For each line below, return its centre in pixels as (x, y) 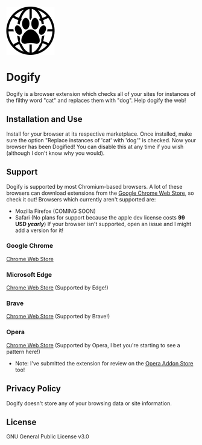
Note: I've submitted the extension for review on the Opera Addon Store (104, 363)
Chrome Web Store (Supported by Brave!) (58, 317)
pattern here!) (24, 352)
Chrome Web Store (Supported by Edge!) (57, 288)
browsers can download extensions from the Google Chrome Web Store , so (100, 193)
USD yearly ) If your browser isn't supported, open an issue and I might (103, 224)
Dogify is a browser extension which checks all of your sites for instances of (101, 93)
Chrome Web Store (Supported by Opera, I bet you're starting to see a (93, 345)
